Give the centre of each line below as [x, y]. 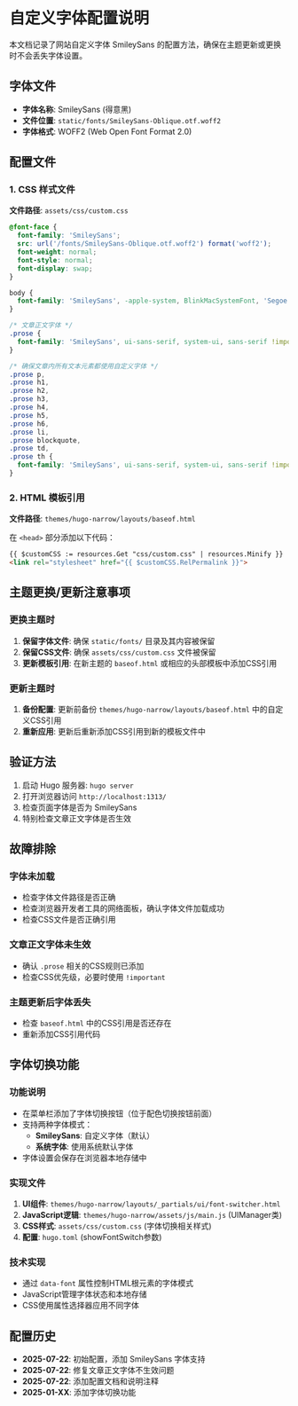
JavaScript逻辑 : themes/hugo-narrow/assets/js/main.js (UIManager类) [152, 1215]
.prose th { [31, 457]
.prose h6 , [29, 424]
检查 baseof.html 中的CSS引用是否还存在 [97, 1023]
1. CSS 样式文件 [42, 190]
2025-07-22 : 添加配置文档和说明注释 [90, 1381]
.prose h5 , [29, 415]
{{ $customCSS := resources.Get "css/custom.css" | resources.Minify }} [146, 554]
